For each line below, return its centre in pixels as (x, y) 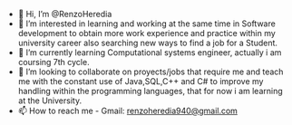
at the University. (50, 101)
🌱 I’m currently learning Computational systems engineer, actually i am (150, 53)
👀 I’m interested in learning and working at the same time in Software (147, 24)
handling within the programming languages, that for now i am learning (150, 91)
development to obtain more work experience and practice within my (147, 33)
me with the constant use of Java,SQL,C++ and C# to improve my (141, 81)
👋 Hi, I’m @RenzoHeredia (65, 14)
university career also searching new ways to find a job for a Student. (148, 43)
